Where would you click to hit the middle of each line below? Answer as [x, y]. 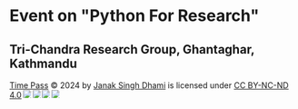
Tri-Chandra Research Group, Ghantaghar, [132, 50]
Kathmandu [43, 63]
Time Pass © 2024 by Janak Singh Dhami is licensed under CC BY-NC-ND [149, 85]
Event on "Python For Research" [134, 16]
